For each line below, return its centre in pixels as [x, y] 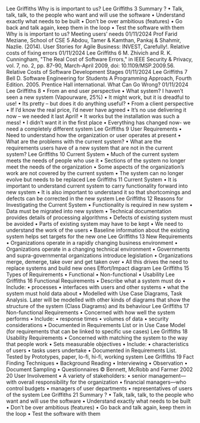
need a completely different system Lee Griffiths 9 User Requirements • [94, 129]
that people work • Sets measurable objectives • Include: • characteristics [98, 344]
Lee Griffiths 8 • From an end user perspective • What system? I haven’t [95, 91]
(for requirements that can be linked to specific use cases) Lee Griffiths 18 [97, 331]
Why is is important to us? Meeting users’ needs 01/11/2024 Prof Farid [92, 34]
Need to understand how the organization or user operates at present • [94, 135]
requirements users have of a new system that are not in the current [90, 148]
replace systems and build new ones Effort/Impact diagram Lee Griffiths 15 [98, 268]
